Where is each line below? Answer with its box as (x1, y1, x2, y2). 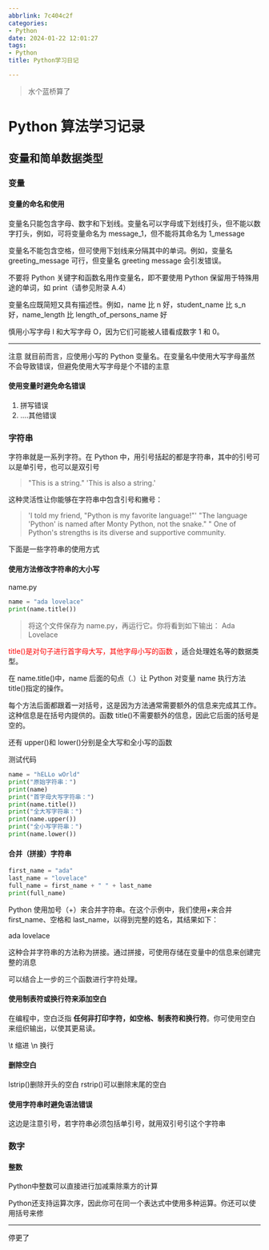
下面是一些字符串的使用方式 (8, 544, 100, 554)
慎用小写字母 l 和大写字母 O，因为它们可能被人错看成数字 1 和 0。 (8, 326, 224, 337)
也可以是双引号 (50, 462, 100, 472)
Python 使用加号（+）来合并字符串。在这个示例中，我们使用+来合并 (8, 905, 233, 914)
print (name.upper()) (8, 815, 78, 824)
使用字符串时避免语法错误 (8, 1099, 93, 1109)
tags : (8, 42, 26, 50)
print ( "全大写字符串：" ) (8, 808, 82, 816)
